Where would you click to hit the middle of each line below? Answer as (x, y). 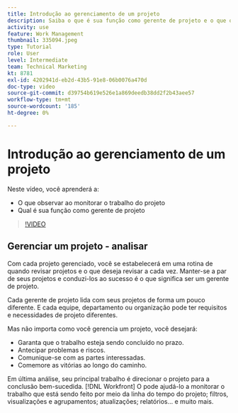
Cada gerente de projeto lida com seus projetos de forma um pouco (106, 299)
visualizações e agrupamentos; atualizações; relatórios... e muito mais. (110, 401)
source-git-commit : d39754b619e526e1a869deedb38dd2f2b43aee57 (101, 93)
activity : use (28, 27)
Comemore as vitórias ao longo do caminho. (82, 365)
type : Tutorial (30, 47)
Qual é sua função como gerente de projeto (81, 210)
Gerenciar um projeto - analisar (78, 247)
